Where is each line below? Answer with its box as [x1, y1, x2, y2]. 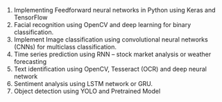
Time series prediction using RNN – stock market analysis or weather [13, 50, 212, 58]
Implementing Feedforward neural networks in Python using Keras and [13, 6, 216, 14]
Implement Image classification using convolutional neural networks [13, 35, 208, 44]
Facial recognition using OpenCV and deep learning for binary [13, 21, 191, 28]
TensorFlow [13, 13, 48, 22]
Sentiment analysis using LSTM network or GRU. [13, 80, 153, 87]
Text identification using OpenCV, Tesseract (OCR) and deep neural [13, 65, 207, 73]
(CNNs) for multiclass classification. [13, 43, 117, 51]
